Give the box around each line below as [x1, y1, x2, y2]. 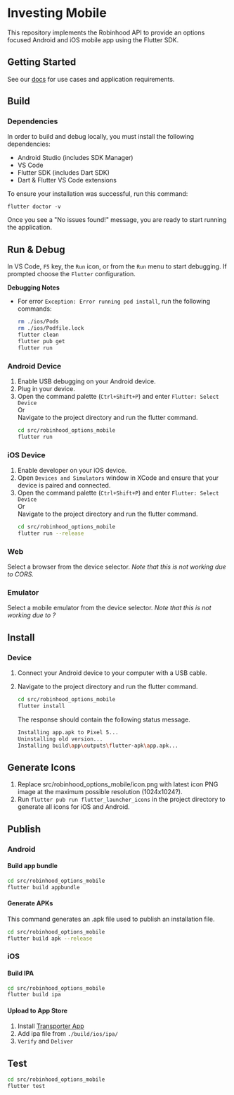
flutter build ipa [7, 991, 61, 998]
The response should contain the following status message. [17, 715, 191, 724]
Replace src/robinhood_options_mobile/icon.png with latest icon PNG [17, 780, 219, 788]
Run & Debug [7, 243, 65, 255]
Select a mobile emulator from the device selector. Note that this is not [7, 604, 212, 612]
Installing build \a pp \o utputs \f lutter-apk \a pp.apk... [17, 742, 178, 749]
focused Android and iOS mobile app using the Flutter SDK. [7, 35, 179, 44]
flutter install [17, 703, 65, 710]
